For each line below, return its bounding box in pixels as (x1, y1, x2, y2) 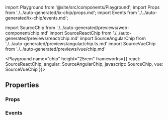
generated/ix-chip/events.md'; (5, 15, 69, 21)
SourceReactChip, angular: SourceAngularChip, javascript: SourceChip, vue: (5, 61, 163, 67)
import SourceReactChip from (49, 30, 112, 36)
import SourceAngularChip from (79, 35, 146, 41)
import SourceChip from (5, 25, 55, 31)
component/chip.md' (5, 30, 49, 36)
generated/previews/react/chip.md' (5, 35, 79, 41)
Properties (5, 81, 39, 89)
